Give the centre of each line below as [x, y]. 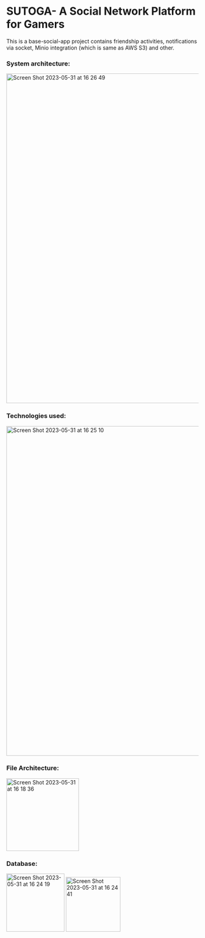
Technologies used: [36, 416]
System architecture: [38, 64]
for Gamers [36, 24]
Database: [22, 863]
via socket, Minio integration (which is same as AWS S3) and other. [91, 48]
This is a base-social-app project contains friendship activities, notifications [102, 41]
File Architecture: [33, 768]
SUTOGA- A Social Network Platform [101, 11]
